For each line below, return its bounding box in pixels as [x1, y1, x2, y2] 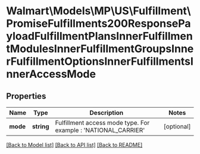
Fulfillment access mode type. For [55, 119, 150, 127]
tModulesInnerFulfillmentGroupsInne [6, 42, 194, 56]
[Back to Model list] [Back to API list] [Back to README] [6, 142, 143, 148]
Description [89, 109, 124, 117]
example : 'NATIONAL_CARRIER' [55, 126, 145, 134]
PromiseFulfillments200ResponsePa [6, 17, 192, 30]
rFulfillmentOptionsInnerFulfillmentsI [6, 55, 193, 68]
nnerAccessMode [6, 67, 96, 81]
